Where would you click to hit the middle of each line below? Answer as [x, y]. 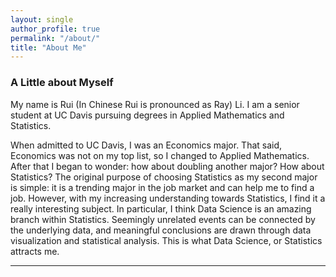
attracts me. [35, 251]
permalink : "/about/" [55, 38]
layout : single [42, 19]
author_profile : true [55, 29]
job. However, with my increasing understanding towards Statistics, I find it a [168, 198]
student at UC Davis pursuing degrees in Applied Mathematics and [147, 115]
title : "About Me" [48, 47]
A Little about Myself [62, 83]
